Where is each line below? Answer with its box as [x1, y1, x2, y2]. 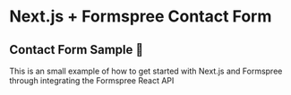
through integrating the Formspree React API [9, 75, 175, 86]
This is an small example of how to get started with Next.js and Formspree [9, 65, 283, 76]
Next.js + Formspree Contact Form [9, 6, 272, 27]
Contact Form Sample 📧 [9, 42, 144, 57]
